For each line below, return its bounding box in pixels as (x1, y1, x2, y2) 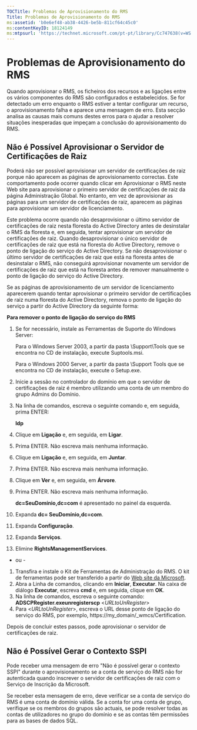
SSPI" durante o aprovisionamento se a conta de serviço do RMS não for (6, 668, 183, 675)
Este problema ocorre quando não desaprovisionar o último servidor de (6, 216, 180, 223)
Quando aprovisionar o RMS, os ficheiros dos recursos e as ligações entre (6, 88, 186, 95)
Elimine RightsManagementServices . (15, 545, 108, 552)
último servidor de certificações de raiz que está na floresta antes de (6, 254, 174, 261)
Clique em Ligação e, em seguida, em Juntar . (15, 454, 127, 461)
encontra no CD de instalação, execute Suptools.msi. (15, 349, 144, 356)
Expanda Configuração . (15, 522, 74, 529)
